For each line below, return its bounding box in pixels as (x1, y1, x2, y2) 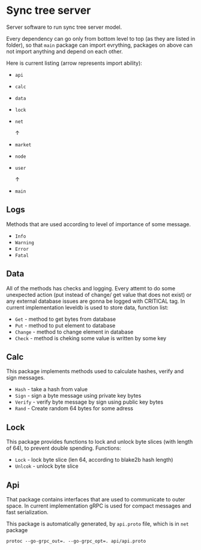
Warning (14, 239, 34, 246)
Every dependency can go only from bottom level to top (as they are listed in (6, 35, 196, 42)
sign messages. (6, 374, 45, 381)
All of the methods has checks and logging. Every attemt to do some (6, 284, 176, 291)
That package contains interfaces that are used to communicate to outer (6, 496, 185, 503)
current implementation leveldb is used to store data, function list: (6, 303, 169, 311)
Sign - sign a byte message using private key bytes (14, 392, 142, 399)
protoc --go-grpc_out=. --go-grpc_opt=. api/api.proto (6, 538, 146, 544)
